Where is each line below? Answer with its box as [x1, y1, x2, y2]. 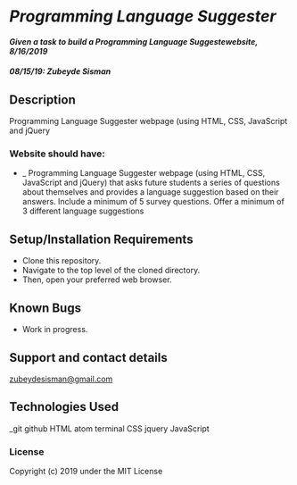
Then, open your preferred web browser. [21, 274, 172, 285]
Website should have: [9, 147, 105, 160]
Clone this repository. [21, 255, 102, 266]
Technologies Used [9, 399, 119, 414]
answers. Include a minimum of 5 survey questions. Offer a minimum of [21, 197, 285, 207]
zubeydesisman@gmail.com [9, 373, 113, 384]
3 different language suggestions [21, 205, 144, 216]
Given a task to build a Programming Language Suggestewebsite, [9, 36, 259, 46]
